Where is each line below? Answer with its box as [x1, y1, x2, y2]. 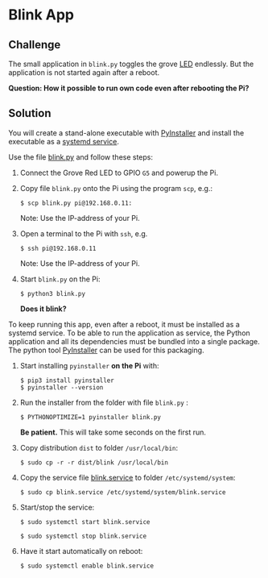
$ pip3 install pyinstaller [19, 376, 114, 385]
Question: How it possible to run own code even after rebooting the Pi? [8, 83, 249, 93]
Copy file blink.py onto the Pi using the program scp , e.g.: [19, 183, 213, 193]
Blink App [8, 6, 75, 24]
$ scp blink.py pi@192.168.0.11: [19, 199, 133, 207]
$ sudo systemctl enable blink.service [19, 562, 155, 570]
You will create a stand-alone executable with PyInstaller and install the [8, 127, 245, 138]
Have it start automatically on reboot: [19, 546, 143, 555]
